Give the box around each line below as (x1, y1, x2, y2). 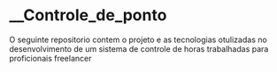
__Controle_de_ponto (9, 5, 167, 25)
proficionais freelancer (9, 53, 92, 63)
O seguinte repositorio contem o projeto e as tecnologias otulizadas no (9, 34, 267, 45)
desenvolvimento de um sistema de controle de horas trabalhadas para (9, 43, 269, 54)
